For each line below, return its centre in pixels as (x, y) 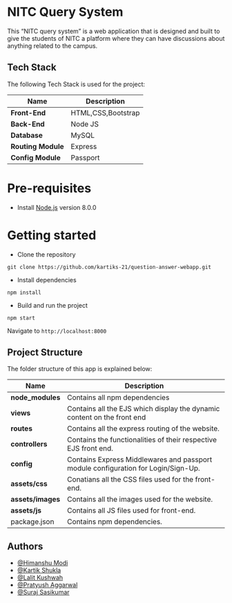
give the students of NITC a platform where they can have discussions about (116, 38)
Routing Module (37, 146)
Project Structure (45, 353)
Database (27, 135)
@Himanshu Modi (42, 563)
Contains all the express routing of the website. (143, 428)
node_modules (36, 397)
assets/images (36, 500)
